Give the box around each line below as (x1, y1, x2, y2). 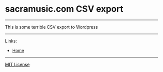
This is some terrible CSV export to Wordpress (5, 24, 98, 30)
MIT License (5, 61, 30, 67)
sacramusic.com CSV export (5, 3, 124, 15)
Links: (5, 38, 17, 44)
